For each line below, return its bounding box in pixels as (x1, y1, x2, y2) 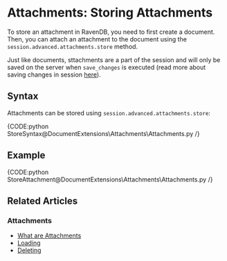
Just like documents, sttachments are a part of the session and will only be (7, 55, 221, 64)
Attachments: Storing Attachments (7, 5, 213, 21)
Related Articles (7, 195, 78, 206)
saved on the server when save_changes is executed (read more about (7, 63, 206, 71)
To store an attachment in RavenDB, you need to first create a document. (7, 28, 215, 36)
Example (7, 150, 46, 162)
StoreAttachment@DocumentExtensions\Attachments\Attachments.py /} (7, 175, 213, 184)
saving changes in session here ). (7, 70, 102, 79)
